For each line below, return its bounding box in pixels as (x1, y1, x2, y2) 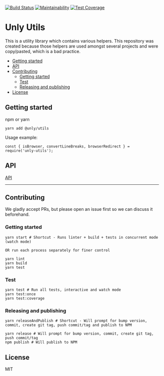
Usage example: (5, 134, 38, 140)
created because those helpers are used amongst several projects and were (5, 43, 159, 49)
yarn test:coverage (5, 296, 45, 301)
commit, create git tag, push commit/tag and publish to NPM (5, 323, 132, 328)
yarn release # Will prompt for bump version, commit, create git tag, (5, 331, 154, 336)
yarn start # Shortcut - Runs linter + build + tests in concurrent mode (5, 235, 159, 240)
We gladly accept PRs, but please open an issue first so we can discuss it (5, 206, 153, 212)
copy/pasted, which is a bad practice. (5, 48, 81, 54)
